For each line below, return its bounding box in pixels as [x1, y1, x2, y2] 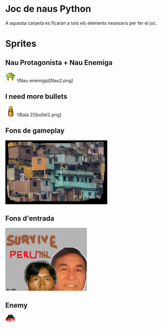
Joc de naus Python [5, 3, 91, 15]
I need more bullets [5, 92, 68, 101]
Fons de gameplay [5, 126, 65, 135]
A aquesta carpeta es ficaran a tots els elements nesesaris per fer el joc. [5, 20, 157, 26]
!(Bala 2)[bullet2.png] [16, 111, 62, 118]
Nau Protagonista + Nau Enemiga [5, 58, 113, 67]
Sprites [5, 38, 37, 50]
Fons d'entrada [5, 214, 55, 223]
